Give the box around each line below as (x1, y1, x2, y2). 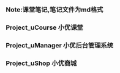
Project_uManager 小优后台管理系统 (6, 41, 114, 49)
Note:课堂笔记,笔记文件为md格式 (6, 5, 103, 13)
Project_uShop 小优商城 (6, 59, 77, 68)
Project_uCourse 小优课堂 (6, 23, 83, 32)
